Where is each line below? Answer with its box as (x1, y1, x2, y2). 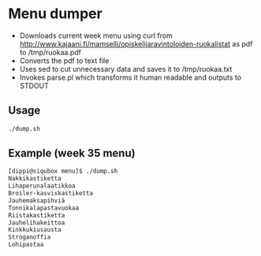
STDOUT (19, 80, 50, 91)
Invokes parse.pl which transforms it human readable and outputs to (19, 72, 242, 82)
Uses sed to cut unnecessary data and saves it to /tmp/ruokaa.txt (19, 64, 233, 73)
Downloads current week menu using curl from (19, 31, 173, 40)
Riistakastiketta (8, 211, 65, 219)
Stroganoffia (8, 233, 51, 241)
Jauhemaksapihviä (8, 196, 65, 205)
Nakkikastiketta (8, 175, 62, 183)
